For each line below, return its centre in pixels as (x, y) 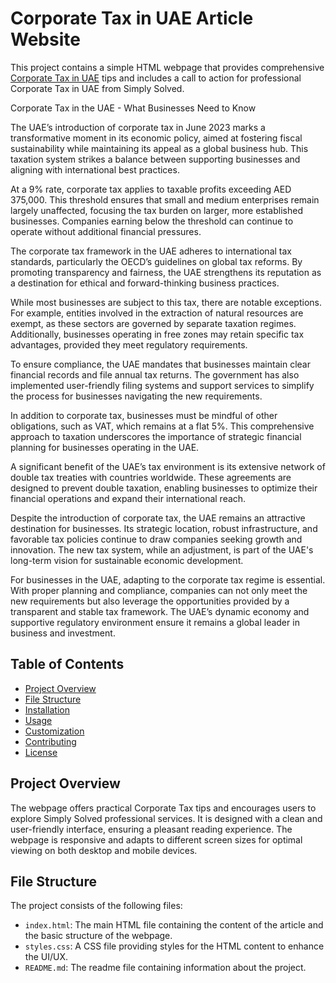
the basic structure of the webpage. (98, 936)
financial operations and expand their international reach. (128, 498)
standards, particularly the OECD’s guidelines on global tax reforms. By (156, 261)
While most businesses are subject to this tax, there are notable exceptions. (166, 302)
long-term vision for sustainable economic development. (127, 560)
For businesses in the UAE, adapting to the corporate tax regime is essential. (168, 579)
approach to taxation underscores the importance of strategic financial (156, 436)
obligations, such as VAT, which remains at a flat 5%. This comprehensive (162, 426)
